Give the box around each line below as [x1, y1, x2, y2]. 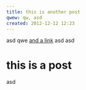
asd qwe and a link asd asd [6, 37, 75, 44]
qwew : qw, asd [6, 15, 43, 21]
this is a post [6, 58, 72, 72]
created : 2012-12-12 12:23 [6, 20, 75, 26]
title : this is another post [6, 9, 81, 15]
